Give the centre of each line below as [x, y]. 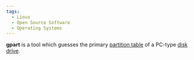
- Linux [21, 17]
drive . [13, 51]
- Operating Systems [37, 28]
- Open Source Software [41, 22]
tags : [13, 11]
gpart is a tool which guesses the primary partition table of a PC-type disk [97, 45]
